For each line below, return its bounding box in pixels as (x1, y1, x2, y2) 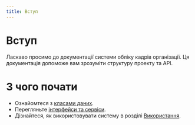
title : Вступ (6, 8, 38, 15)
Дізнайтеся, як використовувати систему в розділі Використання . (14, 112, 181, 119)
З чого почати (6, 80, 78, 93)
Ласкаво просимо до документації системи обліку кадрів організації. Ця (6, 53, 190, 60)
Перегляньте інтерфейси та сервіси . (14, 106, 106, 113)
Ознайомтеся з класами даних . (14, 99, 94, 106)
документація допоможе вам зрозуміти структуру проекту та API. (6, 59, 173, 66)
